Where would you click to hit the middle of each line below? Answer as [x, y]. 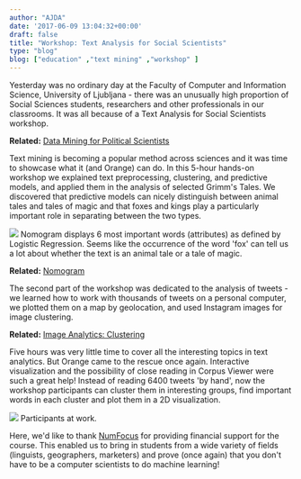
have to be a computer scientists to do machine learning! [115, 464]
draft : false [34, 34]
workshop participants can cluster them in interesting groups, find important [150, 390]
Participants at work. [58, 418]
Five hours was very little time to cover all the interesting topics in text [138, 352]
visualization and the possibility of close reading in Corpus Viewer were [142, 371]
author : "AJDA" [38, 18]
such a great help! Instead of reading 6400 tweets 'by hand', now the [137, 380]
